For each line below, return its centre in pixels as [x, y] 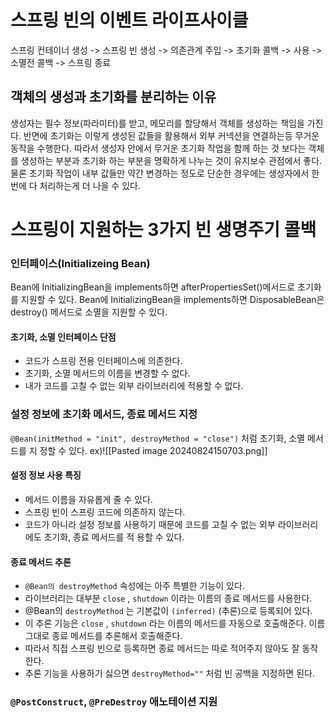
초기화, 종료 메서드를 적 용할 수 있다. [114, 537]
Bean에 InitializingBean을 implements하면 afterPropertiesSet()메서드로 [153, 287]
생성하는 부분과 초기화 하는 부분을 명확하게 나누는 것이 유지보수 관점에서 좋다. [171, 160]
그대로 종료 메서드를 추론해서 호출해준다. [103, 636]
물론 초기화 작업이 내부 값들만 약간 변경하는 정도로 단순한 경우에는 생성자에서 [160, 173]
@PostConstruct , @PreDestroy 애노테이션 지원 [114, 702]
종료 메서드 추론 [41, 562]
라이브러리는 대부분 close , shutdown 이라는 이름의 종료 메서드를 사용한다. [168, 598]
